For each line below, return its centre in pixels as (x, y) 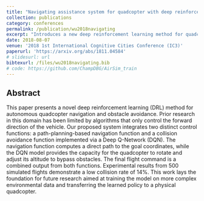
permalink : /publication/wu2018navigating (61, 29)
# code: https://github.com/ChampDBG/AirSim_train (72, 68)
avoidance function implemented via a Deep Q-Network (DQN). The (91, 140)
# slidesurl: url (28, 57)
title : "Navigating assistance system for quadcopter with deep (89, 12)
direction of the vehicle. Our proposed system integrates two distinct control (102, 127)
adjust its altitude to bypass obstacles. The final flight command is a (91, 159)
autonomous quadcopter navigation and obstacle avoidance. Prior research (101, 114)
